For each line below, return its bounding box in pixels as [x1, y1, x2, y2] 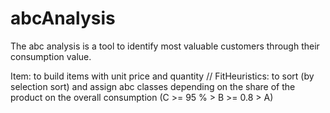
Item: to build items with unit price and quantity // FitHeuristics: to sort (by [10, 70, 315, 82]
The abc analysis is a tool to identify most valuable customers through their [10, 40, 320, 52]
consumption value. [10, 50, 92, 62]
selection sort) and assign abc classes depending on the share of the [10, 80, 296, 92]
